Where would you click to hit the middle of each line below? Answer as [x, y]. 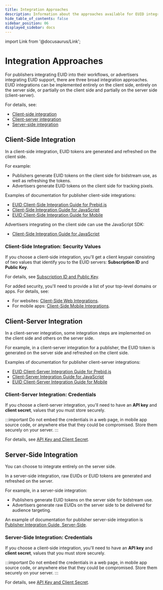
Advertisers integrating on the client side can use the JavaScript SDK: [75, 224]
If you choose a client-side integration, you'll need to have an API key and [79, 548]
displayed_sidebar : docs [30, 28]
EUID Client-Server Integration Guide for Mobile [60, 382]
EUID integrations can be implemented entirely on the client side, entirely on [81, 85]
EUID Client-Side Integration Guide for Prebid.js [59, 204]
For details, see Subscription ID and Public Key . [52, 277]
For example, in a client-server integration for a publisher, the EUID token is [80, 347]
